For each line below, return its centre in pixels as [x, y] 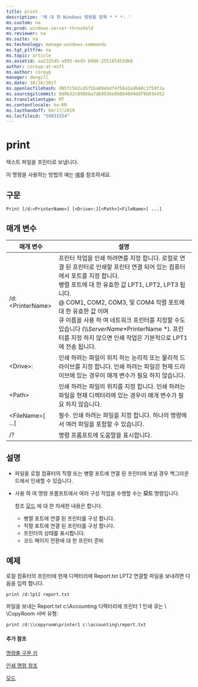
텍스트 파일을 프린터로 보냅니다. [42, 162]
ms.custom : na [24, 22]
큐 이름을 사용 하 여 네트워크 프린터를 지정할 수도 [122, 320]
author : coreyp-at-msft [35, 66]
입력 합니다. [30, 583]
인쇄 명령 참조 [22, 665]
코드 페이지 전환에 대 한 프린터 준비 [64, 540]
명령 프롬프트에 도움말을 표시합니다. [105, 435]
